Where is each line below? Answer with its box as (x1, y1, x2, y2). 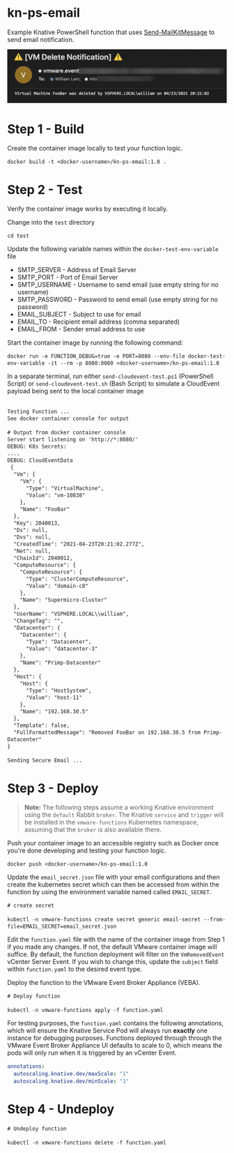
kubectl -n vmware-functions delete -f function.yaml (7, 1139, 167, 1146)
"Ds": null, (13, 527, 49, 534)
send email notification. (7, 35, 75, 43)
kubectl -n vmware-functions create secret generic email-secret (7, 916, 201, 924)
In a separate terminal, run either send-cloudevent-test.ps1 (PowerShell (7, 372, 214, 381)
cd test (7, 232, 30, 240)
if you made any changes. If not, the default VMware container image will (7, 943, 217, 951)
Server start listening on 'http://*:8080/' (7, 436, 139, 444)
